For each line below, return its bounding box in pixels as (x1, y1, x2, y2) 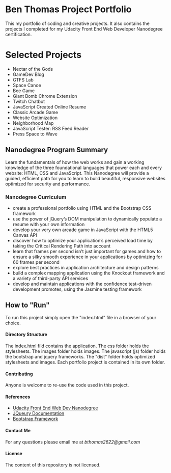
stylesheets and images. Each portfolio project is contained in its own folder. (5, 359, 165, 365)
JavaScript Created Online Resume (12, 103, 87, 110)
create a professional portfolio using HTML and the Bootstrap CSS (12, 205, 152, 211)
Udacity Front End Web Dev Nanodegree (12, 405, 98, 411)
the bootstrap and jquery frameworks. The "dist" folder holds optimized (5, 354, 155, 359)
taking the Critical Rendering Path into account (12, 243, 111, 249)
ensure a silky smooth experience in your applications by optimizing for (12, 254, 163, 260)
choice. (5, 320, 21, 326)
